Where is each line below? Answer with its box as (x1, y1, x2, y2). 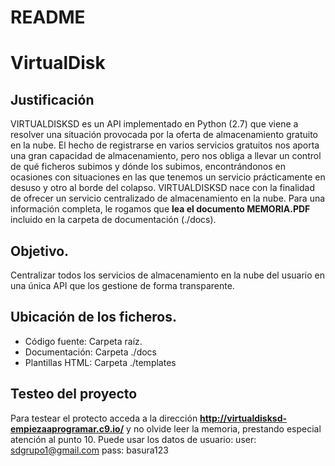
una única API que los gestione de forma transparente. (10, 280, 235, 291)
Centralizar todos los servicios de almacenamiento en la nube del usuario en (10, 269, 326, 281)
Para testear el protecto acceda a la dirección (10, 412, 198, 424)
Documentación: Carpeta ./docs (24, 346, 157, 358)
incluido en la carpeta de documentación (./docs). (10, 214, 217, 226)
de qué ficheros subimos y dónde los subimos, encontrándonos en (10, 161, 286, 173)
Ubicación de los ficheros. (10, 309, 177, 326)
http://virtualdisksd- (199, 412, 288, 424)
